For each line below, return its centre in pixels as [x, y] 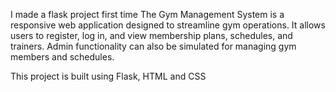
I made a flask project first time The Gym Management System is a [147, 14]
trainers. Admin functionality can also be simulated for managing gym [153, 46]
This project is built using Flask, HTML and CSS [108, 76]
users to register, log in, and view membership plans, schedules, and [151, 35]
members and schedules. [62, 57]
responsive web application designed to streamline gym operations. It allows [168, 25]
